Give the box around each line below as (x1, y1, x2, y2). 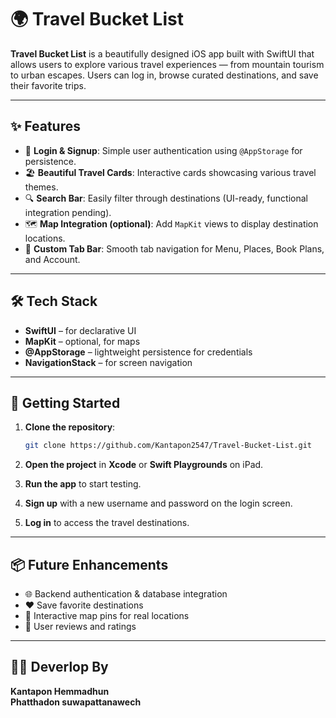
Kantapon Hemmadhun (10, 685, 110, 697)
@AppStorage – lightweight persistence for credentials (24, 346, 253, 358)
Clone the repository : (24, 421, 116, 433)
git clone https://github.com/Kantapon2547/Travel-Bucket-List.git (24, 441, 312, 451)
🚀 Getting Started (10, 394, 121, 411)
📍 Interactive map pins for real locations (24, 610, 190, 622)
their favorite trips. (10, 79, 87, 91)
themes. (24, 181, 59, 193)
